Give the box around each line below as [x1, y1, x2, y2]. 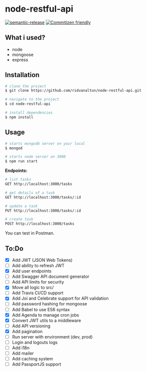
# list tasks [5, 177, 31, 182]
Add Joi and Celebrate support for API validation [12, 295, 109, 302]
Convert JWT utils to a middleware [12, 317, 81, 323]
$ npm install [5, 115, 34, 119]
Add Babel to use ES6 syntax [12, 306, 70, 312]
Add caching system [12, 356, 53, 362]
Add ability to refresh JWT [12, 263, 65, 268]
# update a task [5, 203, 38, 208]
